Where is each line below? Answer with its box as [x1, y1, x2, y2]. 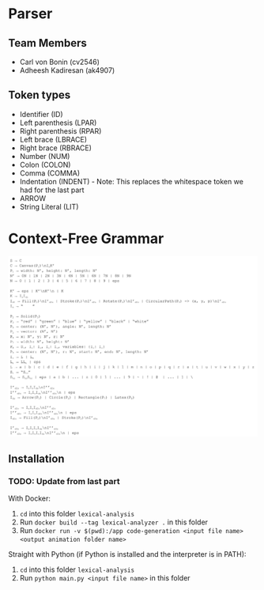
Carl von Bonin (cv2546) [19, 57, 100, 66]
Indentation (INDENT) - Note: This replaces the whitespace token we [19, 176, 243, 186]
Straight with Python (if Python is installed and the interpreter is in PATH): [8, 550, 247, 559]
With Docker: [8, 494, 51, 503]
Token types [8, 89, 71, 102]
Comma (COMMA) [19, 168, 81, 178]
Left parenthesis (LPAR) [19, 118, 97, 127]
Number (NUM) [19, 151, 70, 161]
